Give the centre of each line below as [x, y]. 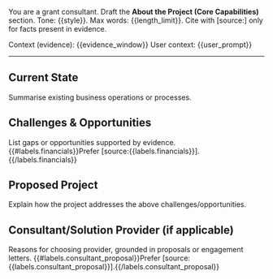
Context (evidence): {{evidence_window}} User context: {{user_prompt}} [130, 45]
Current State [43, 77]
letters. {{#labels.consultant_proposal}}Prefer [84, 258]
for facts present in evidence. [58, 29]
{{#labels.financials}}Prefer [54, 151]
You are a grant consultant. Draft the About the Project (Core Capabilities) [134, 12]
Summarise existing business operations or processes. [100, 97]
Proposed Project [53, 185]
